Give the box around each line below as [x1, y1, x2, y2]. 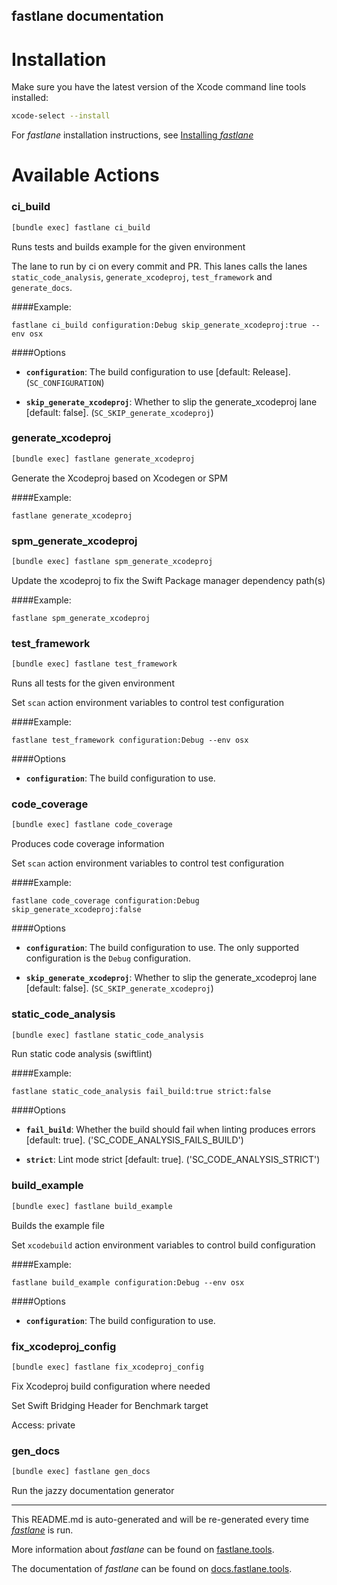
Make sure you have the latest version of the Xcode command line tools [11, 81, 307, 93]
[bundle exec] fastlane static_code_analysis [11, 1030, 204, 1040]
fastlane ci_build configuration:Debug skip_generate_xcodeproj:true [11, 320, 308, 330]
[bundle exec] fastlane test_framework [11, 659, 178, 669]
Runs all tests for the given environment [11, 677, 175, 689]
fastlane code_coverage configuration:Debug [11, 896, 200, 906]
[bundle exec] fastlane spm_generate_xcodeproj [11, 557, 214, 567]
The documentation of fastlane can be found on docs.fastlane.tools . [11, 1562, 293, 1574]
